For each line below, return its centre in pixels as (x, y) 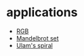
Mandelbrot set (37, 38)
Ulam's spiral (35, 45)
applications (42, 12)
